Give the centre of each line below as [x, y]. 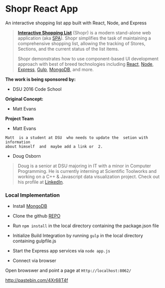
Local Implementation [32, 195]
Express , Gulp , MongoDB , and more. [56, 69]
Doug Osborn [27, 156]
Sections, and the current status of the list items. [68, 49]
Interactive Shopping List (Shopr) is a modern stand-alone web [84, 32]
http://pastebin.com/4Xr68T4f [37, 280]
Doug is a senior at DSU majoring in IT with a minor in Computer [84, 166]
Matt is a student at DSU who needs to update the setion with [77, 137]
